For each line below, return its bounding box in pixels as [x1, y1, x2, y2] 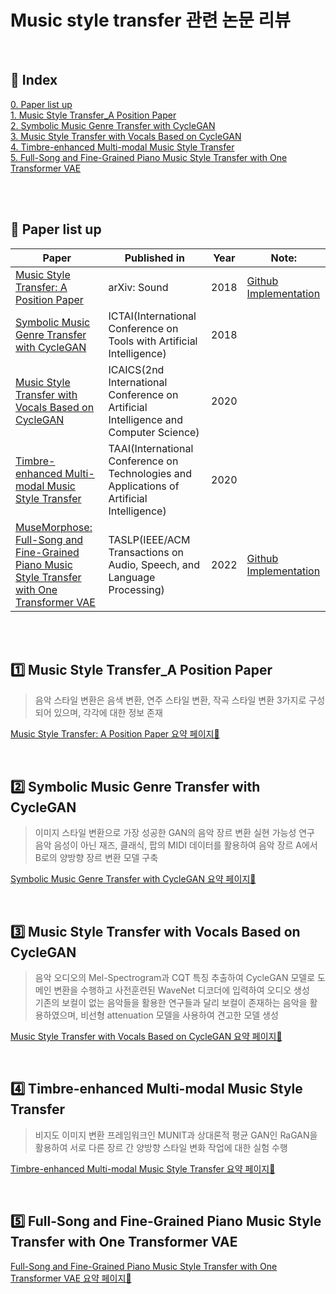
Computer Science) [108, 425, 200, 439]
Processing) [108, 582, 165, 596]
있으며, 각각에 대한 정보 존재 [53, 707, 163, 719]
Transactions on [108, 545, 184, 559]
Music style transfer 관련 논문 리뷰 [10, 9, 291, 32]
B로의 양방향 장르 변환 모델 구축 [34, 852, 159, 864]
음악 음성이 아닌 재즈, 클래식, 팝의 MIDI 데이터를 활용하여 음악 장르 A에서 [34, 839, 318, 851]
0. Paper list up [10, 98, 73, 110]
